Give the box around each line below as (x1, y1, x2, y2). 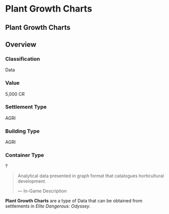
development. (17, 178, 46, 184)
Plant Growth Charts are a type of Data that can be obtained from (5, 198, 143, 204)
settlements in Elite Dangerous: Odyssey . (5, 203, 91, 209)
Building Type (5, 127, 40, 134)
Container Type (5, 152, 44, 159)
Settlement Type (5, 103, 47, 111)
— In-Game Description (17, 188, 67, 194)
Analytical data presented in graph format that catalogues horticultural (17, 173, 164, 179)
